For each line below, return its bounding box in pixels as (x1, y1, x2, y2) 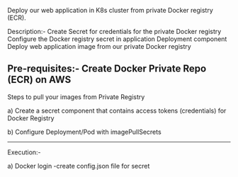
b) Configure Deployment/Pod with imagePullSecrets (7, 127, 161, 136)
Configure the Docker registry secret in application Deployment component (7, 35, 227, 43)
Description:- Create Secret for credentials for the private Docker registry (7, 28, 222, 35)
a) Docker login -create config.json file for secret (7, 161, 150, 170)
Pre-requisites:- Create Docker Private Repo (7, 63, 207, 75)
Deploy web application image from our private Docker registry (7, 42, 191, 50)
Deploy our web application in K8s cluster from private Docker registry (7, 6, 214, 14)
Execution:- (7, 148, 41, 156)
